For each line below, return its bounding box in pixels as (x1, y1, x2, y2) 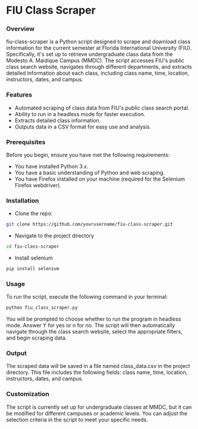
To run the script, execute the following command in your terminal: (6, 293, 168, 300)
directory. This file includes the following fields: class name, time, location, (6, 369, 188, 376)
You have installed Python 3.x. (14, 163, 89, 170)
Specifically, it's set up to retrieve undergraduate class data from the (6, 51, 173, 58)
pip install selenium (6, 266, 60, 272)
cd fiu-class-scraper (6, 244, 60, 249)
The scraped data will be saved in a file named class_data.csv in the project (6, 363, 190, 370)
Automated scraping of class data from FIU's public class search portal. (14, 104, 190, 111)
